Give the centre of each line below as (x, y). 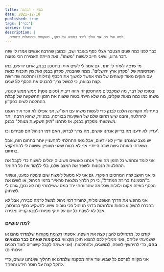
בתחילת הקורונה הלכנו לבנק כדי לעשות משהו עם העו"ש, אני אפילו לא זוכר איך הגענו (82, 110)
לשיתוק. (12, 190)
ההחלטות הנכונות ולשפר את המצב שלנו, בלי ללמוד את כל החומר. (65, 165)
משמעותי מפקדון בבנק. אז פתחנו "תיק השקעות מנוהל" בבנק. (61, 121)
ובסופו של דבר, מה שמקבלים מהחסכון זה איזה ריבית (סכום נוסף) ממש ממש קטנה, (80, 91)
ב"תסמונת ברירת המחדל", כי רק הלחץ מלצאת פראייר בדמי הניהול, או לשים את (78, 180)
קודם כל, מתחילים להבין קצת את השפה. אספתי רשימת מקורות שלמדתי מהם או (78, 234)
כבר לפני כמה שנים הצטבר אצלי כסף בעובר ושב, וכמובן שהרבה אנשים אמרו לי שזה (81, 51)
